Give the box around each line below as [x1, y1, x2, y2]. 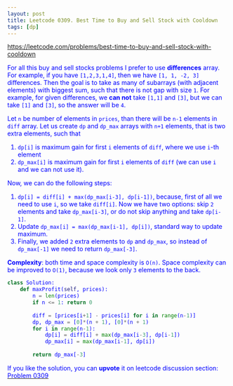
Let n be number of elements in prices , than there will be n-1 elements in [7, 114, 218, 123]
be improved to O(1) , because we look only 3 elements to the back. [7, 266, 201, 274]
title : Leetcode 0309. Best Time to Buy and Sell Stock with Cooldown [7, 17, 218, 24]
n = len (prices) [32, 293, 80, 300]
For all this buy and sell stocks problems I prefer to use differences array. [7, 64, 220, 72]
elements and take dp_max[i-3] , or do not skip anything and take [17, 208, 204, 216]
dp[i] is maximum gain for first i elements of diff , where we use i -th [17, 143, 220, 152]
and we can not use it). [17, 166, 84, 174]
